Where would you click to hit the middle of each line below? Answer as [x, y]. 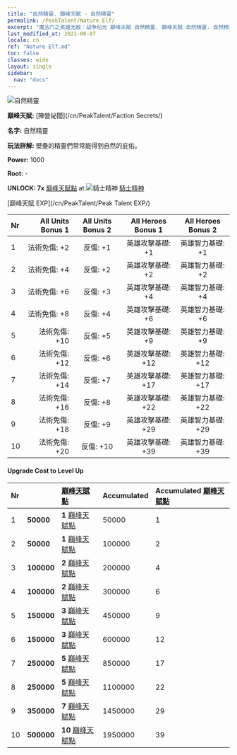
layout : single [30, 67]
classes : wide [28, 60]
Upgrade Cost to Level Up [45, 471]
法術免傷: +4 [48, 270]
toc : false [23, 54]
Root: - [18, 173]
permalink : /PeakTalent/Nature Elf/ [61, 21]
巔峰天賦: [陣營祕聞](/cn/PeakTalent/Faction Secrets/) [85, 116]
